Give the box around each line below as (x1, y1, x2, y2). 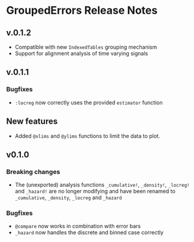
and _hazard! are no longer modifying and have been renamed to (14, 187, 175, 195)
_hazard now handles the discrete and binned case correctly (14, 229, 163, 236)
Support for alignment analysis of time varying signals (14, 50, 148, 57)
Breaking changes (6, 168, 60, 176)
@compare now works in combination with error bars (14, 223, 141, 230)
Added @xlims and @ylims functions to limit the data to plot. (14, 132, 160, 139)
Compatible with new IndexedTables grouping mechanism (14, 43, 157, 50)
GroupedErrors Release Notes (6, 4, 157, 17)
